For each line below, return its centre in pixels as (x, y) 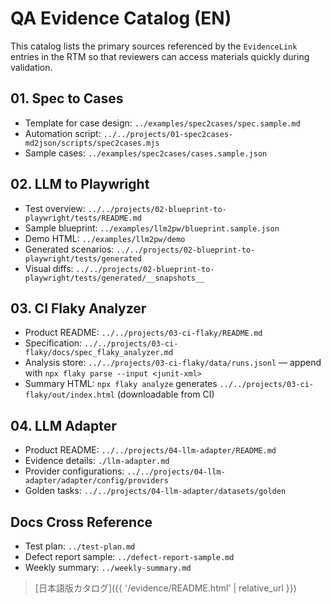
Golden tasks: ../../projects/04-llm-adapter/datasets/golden (155, 491)
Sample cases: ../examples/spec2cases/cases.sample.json (146, 153)
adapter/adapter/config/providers (96, 481)
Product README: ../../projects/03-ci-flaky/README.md (143, 333)
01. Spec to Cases (67, 98)
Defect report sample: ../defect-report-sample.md (129, 556)
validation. (31, 67)
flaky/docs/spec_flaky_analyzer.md (99, 353)
